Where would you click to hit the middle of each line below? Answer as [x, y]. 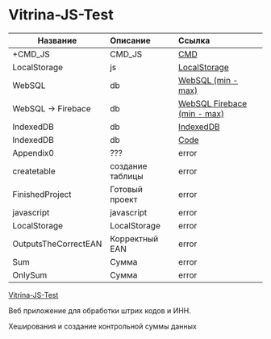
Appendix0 [33, 153]
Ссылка [194, 40]
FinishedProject [42, 194]
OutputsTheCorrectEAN [57, 244]
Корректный [134, 238]
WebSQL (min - [208, 80]
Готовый [127, 189]
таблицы [127, 176]
